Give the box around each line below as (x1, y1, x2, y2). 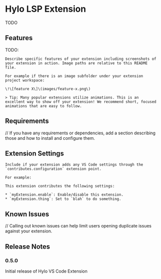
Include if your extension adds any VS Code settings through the (5, 162, 143, 167)
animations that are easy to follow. (5, 103, 82, 108)
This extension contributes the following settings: (5, 184, 115, 189)
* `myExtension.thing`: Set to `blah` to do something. (5, 197, 121, 202)
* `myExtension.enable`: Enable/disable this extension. (5, 192, 124, 197)
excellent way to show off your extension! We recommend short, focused (5, 99, 157, 104)
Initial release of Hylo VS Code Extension (5, 268, 88, 274)
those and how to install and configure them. (5, 135, 95, 141)
